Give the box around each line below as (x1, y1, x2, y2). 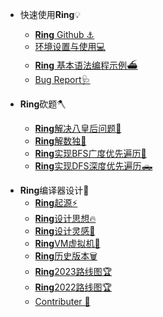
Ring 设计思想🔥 (34, 213, 97, 224)
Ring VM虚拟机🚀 (34, 238, 101, 249)
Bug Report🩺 (34, 74, 91, 85)
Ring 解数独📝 (34, 135, 87, 147)
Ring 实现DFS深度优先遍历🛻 (34, 160, 153, 172)
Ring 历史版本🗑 (34, 250, 98, 262)
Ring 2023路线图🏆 (34, 266, 113, 277)
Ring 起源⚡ (34, 197, 78, 208)
